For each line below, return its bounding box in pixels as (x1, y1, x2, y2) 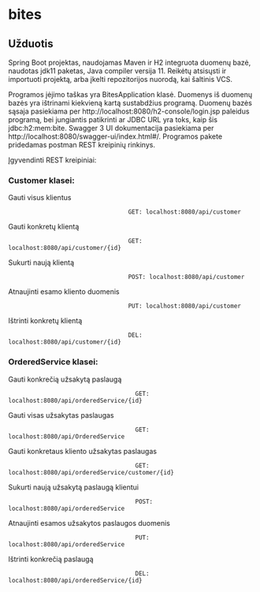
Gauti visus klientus (8, 193, 72, 203)
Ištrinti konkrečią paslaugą (8, 554, 94, 564)
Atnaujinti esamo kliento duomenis (8, 287, 120, 296)
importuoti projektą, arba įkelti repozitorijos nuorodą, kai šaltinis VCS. (8, 75, 232, 84)
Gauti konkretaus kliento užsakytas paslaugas (8, 446, 158, 456)
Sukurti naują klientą (8, 258, 75, 267)
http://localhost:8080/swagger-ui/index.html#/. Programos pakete (8, 132, 223, 141)
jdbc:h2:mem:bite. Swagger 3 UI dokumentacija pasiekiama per (8, 124, 214, 132)
